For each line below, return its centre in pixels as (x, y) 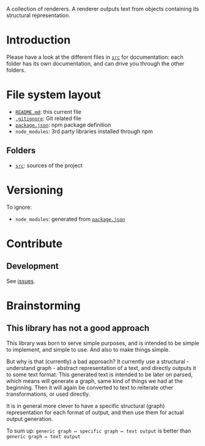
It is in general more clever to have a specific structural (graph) (86, 406)
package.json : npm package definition (63, 124)
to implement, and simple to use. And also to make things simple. (88, 349)
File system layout (54, 95)
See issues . (21, 281)
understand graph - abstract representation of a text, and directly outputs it (101, 368)
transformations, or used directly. (48, 394)
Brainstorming (43, 305)
